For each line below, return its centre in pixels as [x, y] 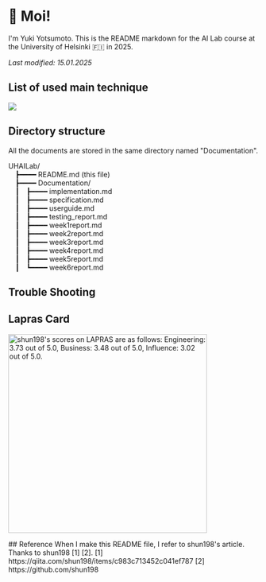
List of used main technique [78, 88]
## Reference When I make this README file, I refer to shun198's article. [126, 544]
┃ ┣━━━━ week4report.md [60, 250]
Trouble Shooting [52, 292]
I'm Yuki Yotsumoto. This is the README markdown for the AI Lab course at [132, 38]
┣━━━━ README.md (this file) [63, 174]
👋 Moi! [30, 16]
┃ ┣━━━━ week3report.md [60, 242]
